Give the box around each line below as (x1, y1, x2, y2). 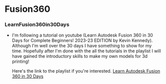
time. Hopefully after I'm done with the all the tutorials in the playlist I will (11, 48, 162, 54)
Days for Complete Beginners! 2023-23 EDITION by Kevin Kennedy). (11, 38, 153, 43)
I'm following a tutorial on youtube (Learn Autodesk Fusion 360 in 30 (11, 32, 153, 38)
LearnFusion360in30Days (4, 21, 70, 28)
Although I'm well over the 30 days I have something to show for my (11, 43, 152, 49)
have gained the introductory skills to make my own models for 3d (11, 53, 148, 59)
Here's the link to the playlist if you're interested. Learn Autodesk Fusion (11, 68, 161, 74)
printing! (11, 58, 29, 65)
